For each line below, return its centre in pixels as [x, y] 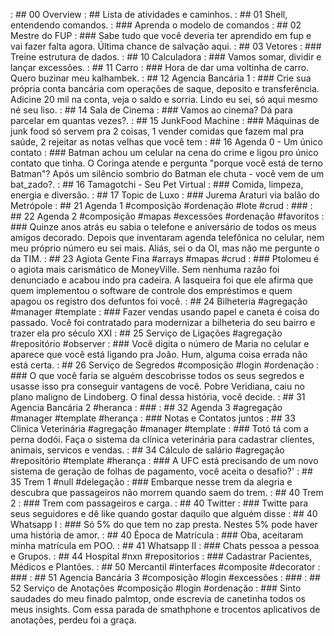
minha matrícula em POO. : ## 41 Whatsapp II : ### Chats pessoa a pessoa [165, 545]
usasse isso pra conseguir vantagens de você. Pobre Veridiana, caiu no [157, 386]
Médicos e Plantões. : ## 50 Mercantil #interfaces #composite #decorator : [165, 567]
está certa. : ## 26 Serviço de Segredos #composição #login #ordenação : [165, 365]
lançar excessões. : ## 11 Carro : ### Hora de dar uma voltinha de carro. [160, 67]
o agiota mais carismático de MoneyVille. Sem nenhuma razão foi [145, 269]
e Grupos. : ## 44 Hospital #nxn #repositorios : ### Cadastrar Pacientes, [161, 556]
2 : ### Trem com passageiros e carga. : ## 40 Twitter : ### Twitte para [159, 503]
